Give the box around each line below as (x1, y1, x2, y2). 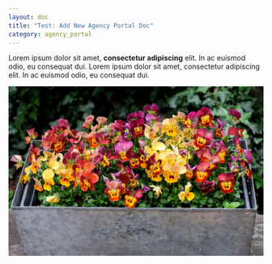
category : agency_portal (8, 30, 92, 38)
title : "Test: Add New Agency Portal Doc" (8, 21, 154, 30)
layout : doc (8, 13, 49, 21)
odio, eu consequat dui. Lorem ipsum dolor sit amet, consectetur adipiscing (8, 61, 261, 72)
